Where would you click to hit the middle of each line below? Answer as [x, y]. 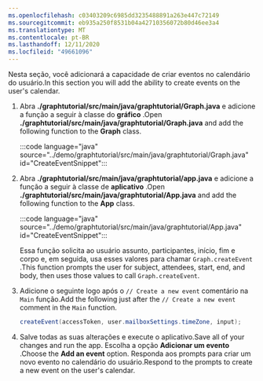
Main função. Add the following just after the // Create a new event [128, 299]
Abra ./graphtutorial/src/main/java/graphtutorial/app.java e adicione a [136, 178]
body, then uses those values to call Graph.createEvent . [110, 275]
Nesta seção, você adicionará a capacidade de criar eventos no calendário [129, 74]
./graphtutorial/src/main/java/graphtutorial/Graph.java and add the [131, 123]
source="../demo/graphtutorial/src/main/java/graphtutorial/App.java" [130, 227]
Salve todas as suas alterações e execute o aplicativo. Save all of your [132, 337]
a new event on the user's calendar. [77, 370]
